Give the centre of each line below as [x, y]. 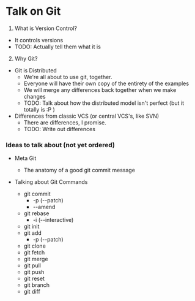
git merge [36, 259]
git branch [37, 285]
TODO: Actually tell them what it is [58, 47]
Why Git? [26, 58]
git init [31, 227]
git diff [32, 292]
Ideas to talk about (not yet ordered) [61, 145]
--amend [44, 207]
